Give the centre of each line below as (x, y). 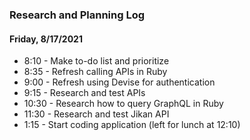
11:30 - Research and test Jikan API (96, 114)
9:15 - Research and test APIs (84, 93)
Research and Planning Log (77, 15)
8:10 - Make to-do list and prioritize (96, 61)
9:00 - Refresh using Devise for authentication (119, 82)
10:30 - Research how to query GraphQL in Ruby (123, 104)
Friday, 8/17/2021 (46, 39)
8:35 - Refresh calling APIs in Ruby (95, 72)
